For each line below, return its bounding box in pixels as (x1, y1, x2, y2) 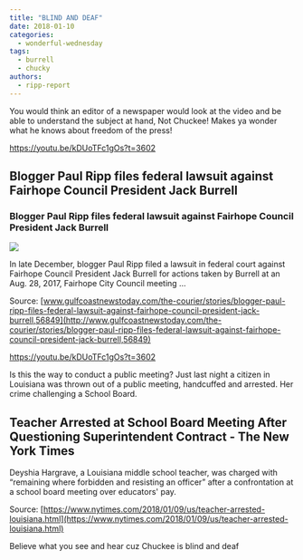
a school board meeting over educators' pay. (9, 487, 176, 497)
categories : (9, 30, 54, 39)
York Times (9, 443, 75, 459)
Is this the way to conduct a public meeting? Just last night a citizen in (9, 369, 270, 381)
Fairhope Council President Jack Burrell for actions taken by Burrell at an (9, 268, 280, 279)
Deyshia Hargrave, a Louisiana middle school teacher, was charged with (9, 468, 279, 478)
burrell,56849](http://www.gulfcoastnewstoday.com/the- (9, 314, 223, 326)
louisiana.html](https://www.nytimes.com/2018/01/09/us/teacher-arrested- (9, 514, 289, 525)
